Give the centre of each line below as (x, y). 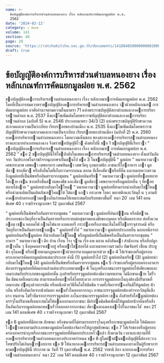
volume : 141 (18, 32)
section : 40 (18, 37)
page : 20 (14, 42)
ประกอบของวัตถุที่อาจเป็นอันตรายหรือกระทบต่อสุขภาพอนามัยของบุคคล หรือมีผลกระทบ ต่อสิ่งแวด (82, 219)
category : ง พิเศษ (22, 28)
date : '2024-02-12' (25, 23)
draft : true (18, 50)
